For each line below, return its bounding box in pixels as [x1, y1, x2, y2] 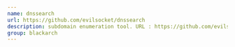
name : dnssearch [7, 10, 55, 17]
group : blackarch [7, 29, 58, 37]
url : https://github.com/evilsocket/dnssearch [7, 17, 145, 23]
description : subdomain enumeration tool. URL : [7, 23, 152, 30]
